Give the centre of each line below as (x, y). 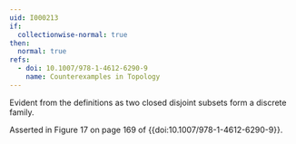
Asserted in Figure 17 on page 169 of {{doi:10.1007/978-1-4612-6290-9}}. (146, 130)
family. (22, 112)
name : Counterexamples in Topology (93, 77)
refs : (20, 60)
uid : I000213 (34, 18)
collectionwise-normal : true (73, 34)
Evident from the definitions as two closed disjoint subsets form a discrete (148, 102)
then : (20, 43)
